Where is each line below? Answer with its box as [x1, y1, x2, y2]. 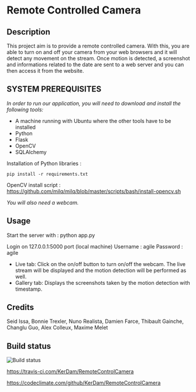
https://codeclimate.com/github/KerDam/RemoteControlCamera [6, 379, 161, 387]
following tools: [6, 106, 43, 113]
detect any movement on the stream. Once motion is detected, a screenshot [6, 55, 190, 62]
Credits [6, 302, 35, 312]
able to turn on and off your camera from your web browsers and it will [6, 49, 177, 56]
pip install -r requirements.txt [6, 171, 88, 177]
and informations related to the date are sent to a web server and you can [6, 61, 184, 68]
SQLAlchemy [15, 148, 47, 155]
